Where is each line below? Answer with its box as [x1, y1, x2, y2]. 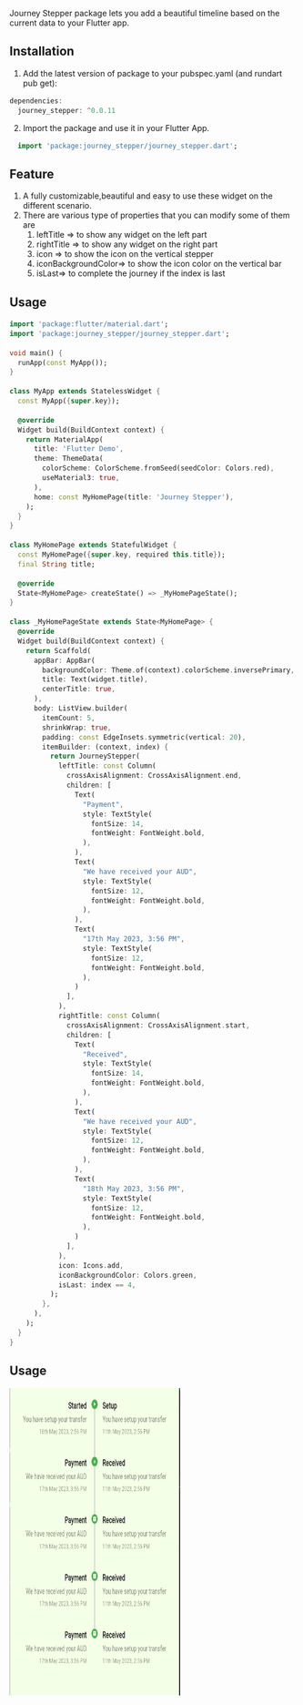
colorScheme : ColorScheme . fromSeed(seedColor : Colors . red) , [42, 464, 275, 473]
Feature [9, 166, 55, 181]
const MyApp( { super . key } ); [17, 396, 120, 406]
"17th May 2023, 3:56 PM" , [82, 934, 185, 944]
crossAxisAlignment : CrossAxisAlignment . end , [66, 771, 243, 781]
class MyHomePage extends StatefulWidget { [9, 541, 177, 550]
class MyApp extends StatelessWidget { [9, 387, 161, 396]
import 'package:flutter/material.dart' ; [9, 320, 169, 329]
